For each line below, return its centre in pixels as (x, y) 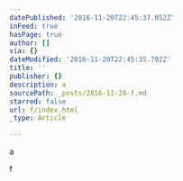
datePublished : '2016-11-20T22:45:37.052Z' (92, 18)
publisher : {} (36, 77)
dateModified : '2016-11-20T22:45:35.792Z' (90, 59)
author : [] (30, 43)
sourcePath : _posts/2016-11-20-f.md (78, 93)
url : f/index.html (44, 110)
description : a (38, 85)
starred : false (38, 101)
